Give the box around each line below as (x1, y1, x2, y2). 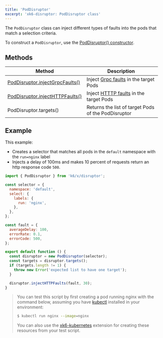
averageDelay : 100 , (9, 227, 49, 232)
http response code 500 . (12, 164, 61, 170)
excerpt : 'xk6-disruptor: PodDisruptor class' (5, 12, 101, 16)
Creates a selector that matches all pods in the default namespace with (12, 149, 156, 155)
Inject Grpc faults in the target (86, 76, 155, 83)
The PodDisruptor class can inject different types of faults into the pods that (5, 25, 157, 31)
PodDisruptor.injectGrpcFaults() (7, 79, 81, 86)
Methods (5, 53, 33, 62)
